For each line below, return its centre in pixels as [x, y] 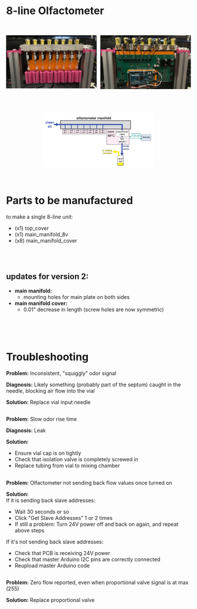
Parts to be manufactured [69, 201]
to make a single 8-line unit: [40, 217]
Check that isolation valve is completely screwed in [77, 460]
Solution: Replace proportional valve [50, 600]
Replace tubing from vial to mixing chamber [67, 466]
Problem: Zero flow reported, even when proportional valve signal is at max [97, 582]
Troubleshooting [47, 357]
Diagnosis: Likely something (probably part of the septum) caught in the [94, 385]
